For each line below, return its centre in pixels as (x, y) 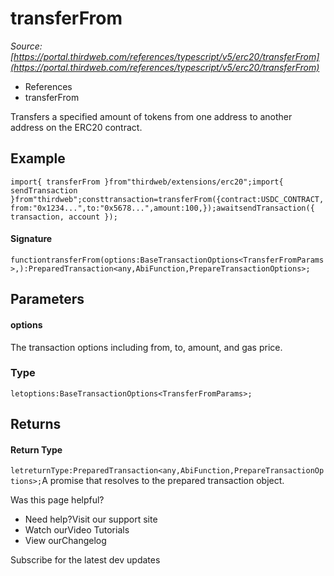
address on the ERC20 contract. (76, 127)
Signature (31, 239)
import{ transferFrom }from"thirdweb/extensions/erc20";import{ (147, 182)
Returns (36, 424)
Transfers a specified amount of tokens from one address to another (151, 116)
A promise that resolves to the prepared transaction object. (163, 481)
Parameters (47, 299)
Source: (26, 46)
